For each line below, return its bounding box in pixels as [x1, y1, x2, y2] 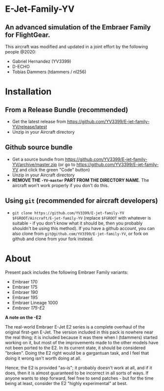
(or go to [58, 161, 76, 168]
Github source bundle [5, 143, 72, 152]
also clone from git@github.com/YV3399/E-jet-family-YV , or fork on [12, 230, 148, 236]
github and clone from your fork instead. [12, 236, 94, 242]
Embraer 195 [12, 294, 38, 300]
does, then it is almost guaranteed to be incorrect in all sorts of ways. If [5, 370, 149, 376]
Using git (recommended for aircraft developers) [5, 196, 158, 205]
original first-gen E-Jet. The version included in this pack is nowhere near [5, 329, 154, 335]
